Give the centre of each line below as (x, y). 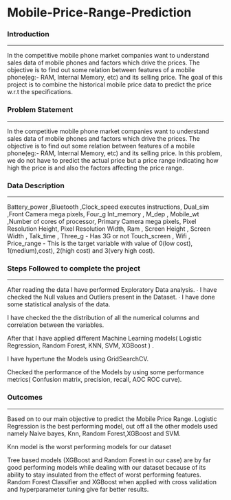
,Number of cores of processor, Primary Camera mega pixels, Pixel (102, 222)
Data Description (36, 185)
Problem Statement (40, 110)
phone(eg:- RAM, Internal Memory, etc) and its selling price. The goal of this (115, 78)
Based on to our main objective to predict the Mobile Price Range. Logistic (112, 419)
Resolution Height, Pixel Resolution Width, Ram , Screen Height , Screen (109, 229)
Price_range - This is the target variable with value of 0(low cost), (100, 243)
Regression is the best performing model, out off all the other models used (112, 426)
